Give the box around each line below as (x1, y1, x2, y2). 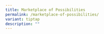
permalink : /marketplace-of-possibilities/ (5, 12, 99, 17)
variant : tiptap (5, 16, 40, 21)
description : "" (5, 21, 40, 26)
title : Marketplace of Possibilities (5, 7, 86, 12)
